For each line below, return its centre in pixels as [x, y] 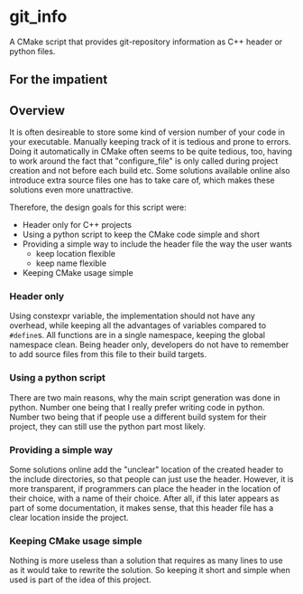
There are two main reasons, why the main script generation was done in [145, 397]
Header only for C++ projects [77, 225]
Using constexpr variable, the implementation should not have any [132, 316]
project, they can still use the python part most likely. [107, 426]
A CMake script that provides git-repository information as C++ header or [146, 42]
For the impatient [59, 80]
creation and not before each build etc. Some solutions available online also [150, 171]
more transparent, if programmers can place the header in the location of [145, 489]
